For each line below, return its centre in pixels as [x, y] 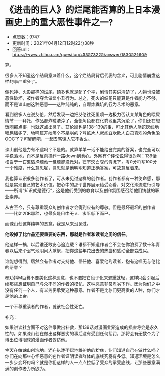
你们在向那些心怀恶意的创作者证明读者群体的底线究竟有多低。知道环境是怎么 [82, 356]
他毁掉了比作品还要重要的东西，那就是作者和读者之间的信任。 [68, 234]
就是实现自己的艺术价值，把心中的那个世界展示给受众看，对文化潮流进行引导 [82, 184]
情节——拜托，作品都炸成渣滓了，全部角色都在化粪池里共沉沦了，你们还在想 [82, 120]
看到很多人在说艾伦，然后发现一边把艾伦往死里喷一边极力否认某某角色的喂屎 [82, 114]
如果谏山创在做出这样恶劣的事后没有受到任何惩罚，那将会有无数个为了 [89, 333]
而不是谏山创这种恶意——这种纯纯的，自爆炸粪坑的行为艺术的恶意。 [74, 104]
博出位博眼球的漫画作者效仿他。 [37, 340]
